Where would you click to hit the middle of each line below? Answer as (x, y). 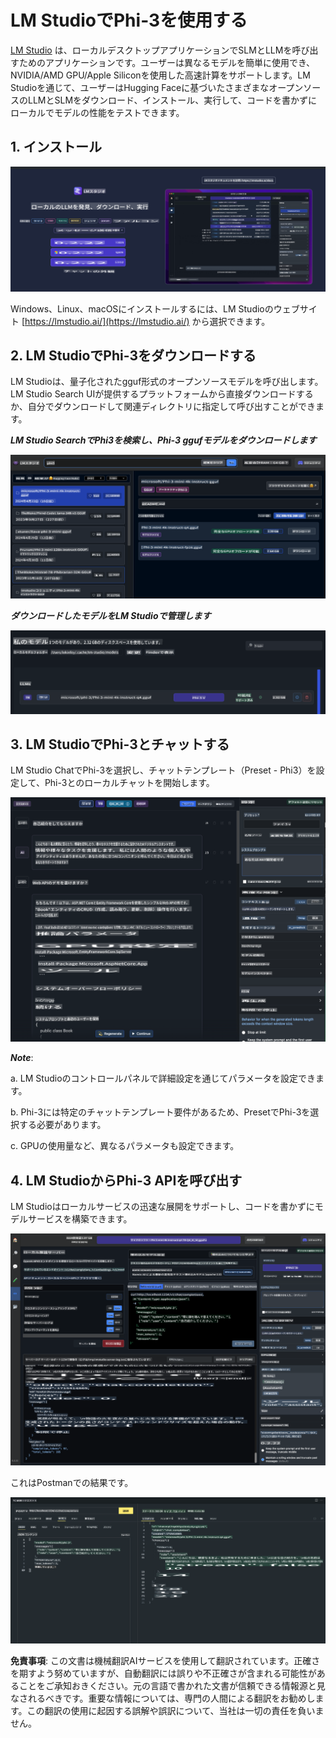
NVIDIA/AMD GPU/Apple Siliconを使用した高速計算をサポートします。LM (160, 75)
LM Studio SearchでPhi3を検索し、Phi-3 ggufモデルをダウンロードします (163, 440)
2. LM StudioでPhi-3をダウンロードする (133, 355)
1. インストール (56, 147)
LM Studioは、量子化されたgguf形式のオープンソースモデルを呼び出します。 (167, 382)
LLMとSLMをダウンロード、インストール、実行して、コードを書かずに (172, 100)
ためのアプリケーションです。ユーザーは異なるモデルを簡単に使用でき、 (167, 62)
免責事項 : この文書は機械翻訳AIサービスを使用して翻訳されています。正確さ (165, 1661)
